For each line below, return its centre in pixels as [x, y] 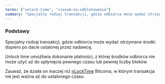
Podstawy [17, 31]
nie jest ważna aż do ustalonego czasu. [45, 76]
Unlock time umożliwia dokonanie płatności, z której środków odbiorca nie [80, 56]
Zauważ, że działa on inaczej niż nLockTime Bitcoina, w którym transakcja [80, 71]
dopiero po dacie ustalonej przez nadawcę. [49, 47]
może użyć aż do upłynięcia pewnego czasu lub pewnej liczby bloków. [77, 62]
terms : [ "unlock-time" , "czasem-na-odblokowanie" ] [58, 10]
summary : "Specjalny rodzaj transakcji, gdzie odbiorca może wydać [76, 14]
